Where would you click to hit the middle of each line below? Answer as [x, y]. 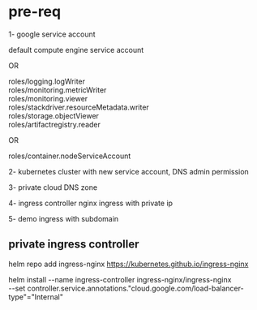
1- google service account [52, 34]
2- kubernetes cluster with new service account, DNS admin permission [128, 171]
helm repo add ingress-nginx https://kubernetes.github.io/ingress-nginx [128, 264]
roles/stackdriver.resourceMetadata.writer [79, 107]
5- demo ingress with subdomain [64, 218]
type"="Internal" [36, 297]
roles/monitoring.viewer [48, 98]
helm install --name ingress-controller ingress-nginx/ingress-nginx [120, 279]
